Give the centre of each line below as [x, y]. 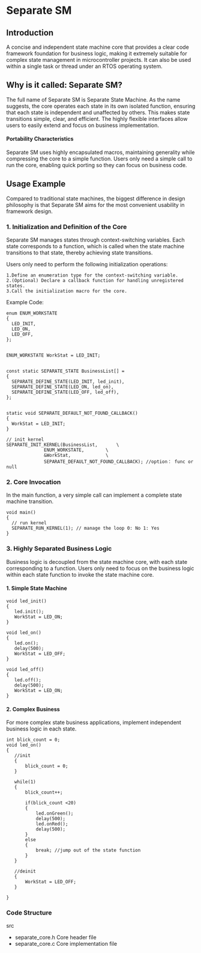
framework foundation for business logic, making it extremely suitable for [97, 54]
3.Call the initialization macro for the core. [67, 291]
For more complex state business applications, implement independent [94, 723]
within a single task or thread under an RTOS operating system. [85, 66]
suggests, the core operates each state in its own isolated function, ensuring [101, 106]
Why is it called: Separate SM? [64, 85]
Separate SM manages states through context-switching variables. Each [95, 240]
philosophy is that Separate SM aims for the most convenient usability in [95, 204]
